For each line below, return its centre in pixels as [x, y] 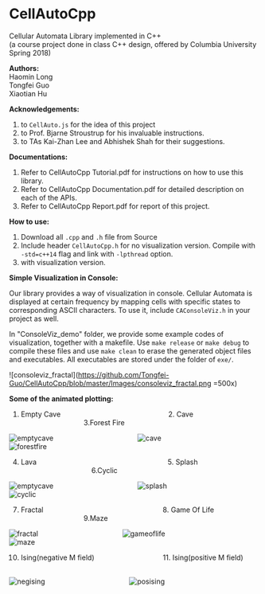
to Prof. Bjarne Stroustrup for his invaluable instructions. [113, 133]
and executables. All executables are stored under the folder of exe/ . [121, 359]
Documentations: [39, 157]
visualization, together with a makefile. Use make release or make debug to [129, 342]
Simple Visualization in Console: [64, 277]
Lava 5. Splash [109, 462]
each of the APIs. [49, 197]
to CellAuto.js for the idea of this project [88, 124]
